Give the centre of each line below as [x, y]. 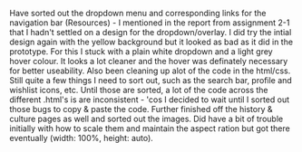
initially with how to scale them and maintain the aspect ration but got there [150, 128]
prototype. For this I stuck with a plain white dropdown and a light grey [141, 52]
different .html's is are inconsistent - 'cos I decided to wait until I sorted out [150, 100]
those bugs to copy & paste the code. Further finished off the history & [141, 109]
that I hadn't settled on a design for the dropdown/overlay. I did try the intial [151, 32]
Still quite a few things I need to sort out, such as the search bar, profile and [151, 80]
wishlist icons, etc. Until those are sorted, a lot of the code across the [139, 90]
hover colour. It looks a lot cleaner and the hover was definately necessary [149, 61]
